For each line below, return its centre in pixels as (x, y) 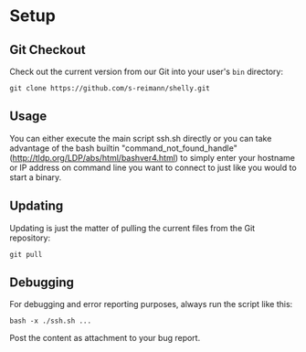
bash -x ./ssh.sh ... (51, 321)
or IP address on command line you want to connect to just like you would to (153, 167)
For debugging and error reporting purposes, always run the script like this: (151, 304)
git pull (26, 254)
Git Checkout (47, 50)
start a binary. (36, 177)
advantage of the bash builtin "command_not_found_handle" (123, 148)
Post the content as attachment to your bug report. (105, 338)
